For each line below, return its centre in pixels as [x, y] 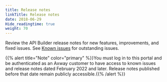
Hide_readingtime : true [30, 24]
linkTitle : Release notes [32, 15]
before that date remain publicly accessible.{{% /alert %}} [65, 74]
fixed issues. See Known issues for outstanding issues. [62, 48]
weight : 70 [17, 29]
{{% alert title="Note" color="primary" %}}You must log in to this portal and [83, 58]
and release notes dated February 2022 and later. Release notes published [82, 69]
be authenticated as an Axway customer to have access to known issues [80, 63]
